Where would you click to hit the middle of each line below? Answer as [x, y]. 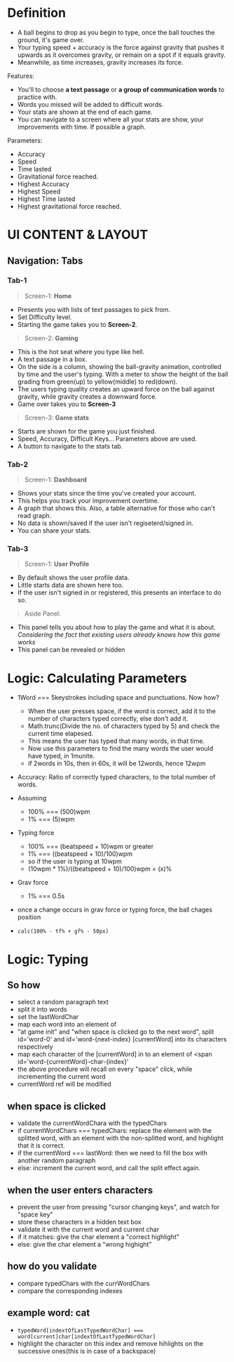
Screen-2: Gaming [51, 338]
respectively [35, 1047]
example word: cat [49, 1313]
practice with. [37, 97]
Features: [21, 76]
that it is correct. [41, 1146]
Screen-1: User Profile [57, 564]
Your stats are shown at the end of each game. [85, 112]
